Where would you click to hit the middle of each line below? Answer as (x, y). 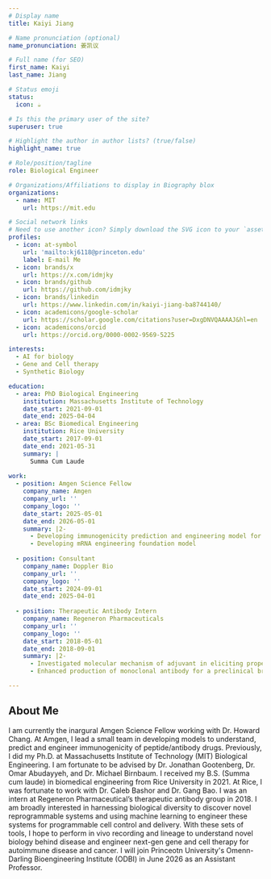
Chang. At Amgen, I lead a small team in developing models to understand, (132, 739)
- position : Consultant (55, 559)
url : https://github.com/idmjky (77, 290)
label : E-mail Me (52, 260)
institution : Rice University (74, 431)
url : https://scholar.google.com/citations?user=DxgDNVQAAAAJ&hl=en (140, 319)
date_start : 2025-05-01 (63, 514)
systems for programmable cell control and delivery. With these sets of (126, 824)
